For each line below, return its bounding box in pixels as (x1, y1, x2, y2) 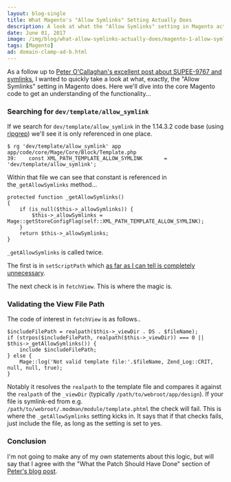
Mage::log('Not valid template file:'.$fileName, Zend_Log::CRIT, (19, 359, 214, 365)
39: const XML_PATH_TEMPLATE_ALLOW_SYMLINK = (7, 155, 168, 162)
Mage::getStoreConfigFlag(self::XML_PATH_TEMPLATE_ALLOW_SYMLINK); (7, 218, 205, 225)
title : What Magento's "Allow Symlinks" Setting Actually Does (7, 17, 192, 23)
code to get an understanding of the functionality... (7, 89, 151, 97)
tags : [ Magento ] (7, 42, 54, 49)
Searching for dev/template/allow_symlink (7, 106, 149, 116)
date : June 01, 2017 (7, 29, 67, 37)
